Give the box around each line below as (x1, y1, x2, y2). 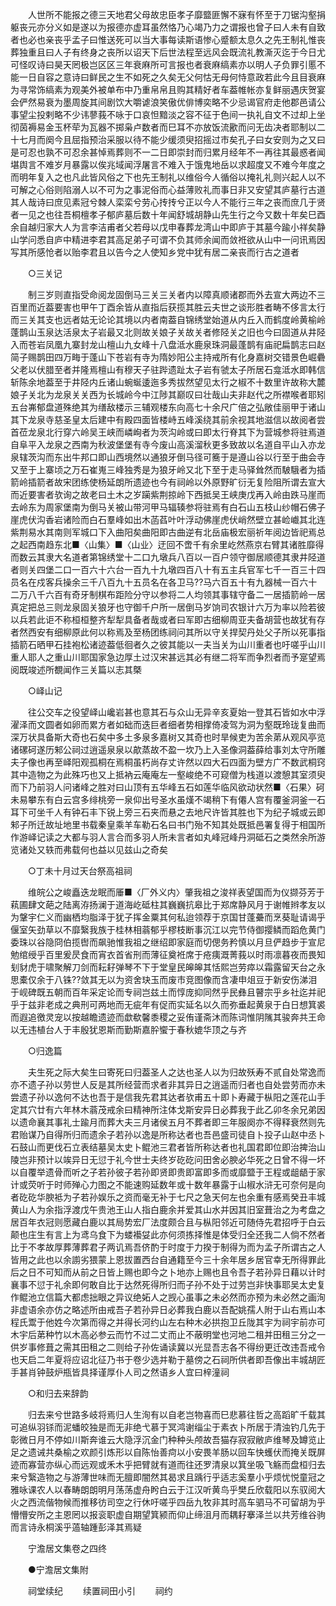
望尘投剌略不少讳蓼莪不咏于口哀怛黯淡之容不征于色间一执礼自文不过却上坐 (18, 109, 326, 120)
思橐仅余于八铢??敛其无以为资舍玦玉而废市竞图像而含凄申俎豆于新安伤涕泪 (10, 974, 318, 985)
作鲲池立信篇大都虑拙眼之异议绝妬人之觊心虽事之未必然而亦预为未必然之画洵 (10, 1291, 326, 1303)
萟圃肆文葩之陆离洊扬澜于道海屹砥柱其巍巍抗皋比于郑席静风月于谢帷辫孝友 (10, 899, 317, 910)
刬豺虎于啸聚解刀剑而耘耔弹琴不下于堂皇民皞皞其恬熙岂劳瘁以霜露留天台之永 (10, 961, 326, 973)
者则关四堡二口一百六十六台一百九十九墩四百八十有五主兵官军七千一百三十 (10, 564, 317, 575)
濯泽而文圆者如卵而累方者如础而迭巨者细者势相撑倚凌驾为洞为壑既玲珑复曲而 (10, 719, 326, 730)
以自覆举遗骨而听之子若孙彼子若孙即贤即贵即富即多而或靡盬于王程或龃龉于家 (10, 1166, 326, 1178)
